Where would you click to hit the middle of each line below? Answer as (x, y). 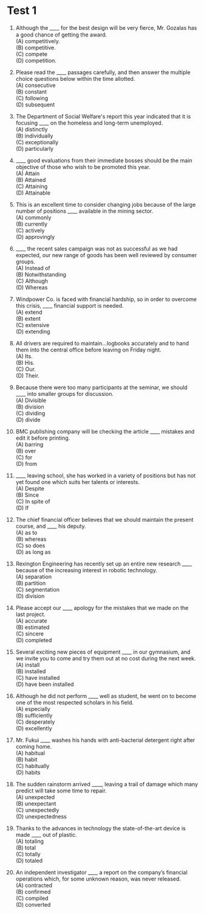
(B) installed (31, 671)
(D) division (30, 596)
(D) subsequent (35, 105)
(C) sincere (30, 634)
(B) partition (31, 583)
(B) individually (34, 136)
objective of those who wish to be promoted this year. (83, 167)
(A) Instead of (33, 268)
